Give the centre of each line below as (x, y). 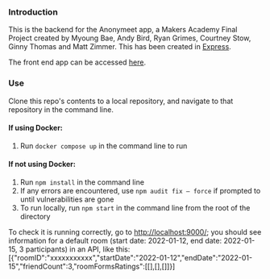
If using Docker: (35, 128)
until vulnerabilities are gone (67, 199)
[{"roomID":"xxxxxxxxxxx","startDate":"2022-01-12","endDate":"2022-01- (130, 258)
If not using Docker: (42, 164)
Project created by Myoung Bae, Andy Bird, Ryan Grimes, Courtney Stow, (130, 38)
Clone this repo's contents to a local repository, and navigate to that (121, 101)
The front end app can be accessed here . (77, 62)
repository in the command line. (61, 109)
